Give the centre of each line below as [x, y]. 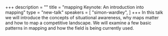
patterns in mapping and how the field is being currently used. [70, 28]
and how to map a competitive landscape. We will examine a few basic [78, 23]
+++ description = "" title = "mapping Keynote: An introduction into [75, 7]
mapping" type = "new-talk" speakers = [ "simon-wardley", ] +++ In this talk [84, 12]
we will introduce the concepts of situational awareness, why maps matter [82, 18]
